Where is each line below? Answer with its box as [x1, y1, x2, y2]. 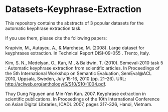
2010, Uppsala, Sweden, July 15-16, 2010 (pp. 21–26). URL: [5, 75, 126, 81]
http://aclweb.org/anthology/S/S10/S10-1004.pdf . [5, 81, 107, 87]
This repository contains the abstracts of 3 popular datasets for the [5, 20, 144, 26]
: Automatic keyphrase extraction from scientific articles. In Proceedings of [5, 65, 160, 71]
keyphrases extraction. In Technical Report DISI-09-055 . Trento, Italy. [5, 50, 150, 56]
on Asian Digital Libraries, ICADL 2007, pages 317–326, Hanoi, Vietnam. [5, 101, 152, 107]
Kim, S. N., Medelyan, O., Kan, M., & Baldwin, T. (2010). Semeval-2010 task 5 [5, 59, 163, 65]
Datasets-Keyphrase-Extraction [5, 3, 142, 15]
